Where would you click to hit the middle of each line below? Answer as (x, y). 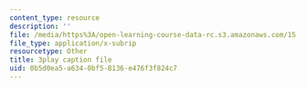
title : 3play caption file (61, 60)
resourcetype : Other (49, 52)
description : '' (40, 26)
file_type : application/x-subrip (73, 43)
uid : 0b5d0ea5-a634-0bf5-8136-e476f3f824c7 (94, 69)
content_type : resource (55, 18)
